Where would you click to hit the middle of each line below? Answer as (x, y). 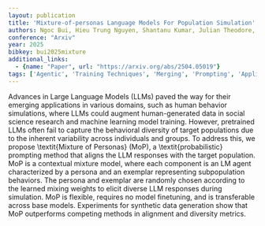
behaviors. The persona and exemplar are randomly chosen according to (127, 180)
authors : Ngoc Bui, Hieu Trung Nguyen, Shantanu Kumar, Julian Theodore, (132, 30)
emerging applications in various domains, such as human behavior (118, 105)
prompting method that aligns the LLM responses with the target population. (132, 155)
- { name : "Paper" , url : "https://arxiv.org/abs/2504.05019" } (118, 67)
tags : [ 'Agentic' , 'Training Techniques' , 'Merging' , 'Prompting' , (121, 74)
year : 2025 (26, 45)
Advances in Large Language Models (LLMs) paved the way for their (119, 96)
